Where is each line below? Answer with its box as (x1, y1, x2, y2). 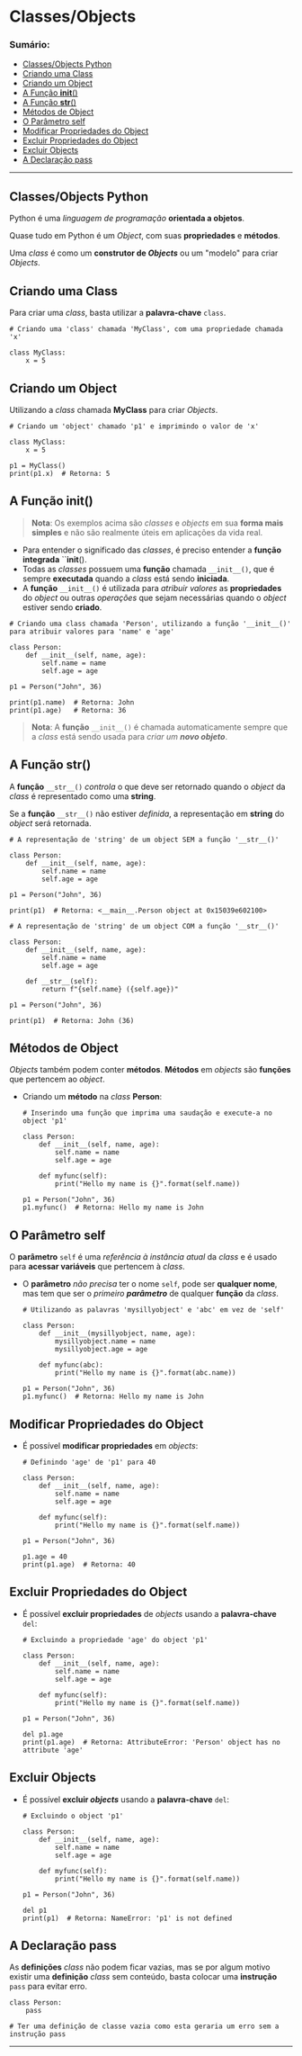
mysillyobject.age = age (55, 1345, 148, 1354)
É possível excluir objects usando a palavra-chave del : (22, 1793, 230, 1805)
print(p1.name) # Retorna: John (9, 697, 135, 707)
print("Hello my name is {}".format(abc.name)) (55, 1369, 236, 1378)
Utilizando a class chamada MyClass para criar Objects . (9, 404, 218, 415)
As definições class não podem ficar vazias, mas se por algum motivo (9, 1962, 271, 1972)
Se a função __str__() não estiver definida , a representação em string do (9, 808, 285, 819)
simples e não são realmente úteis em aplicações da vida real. (31, 526, 263, 537)
